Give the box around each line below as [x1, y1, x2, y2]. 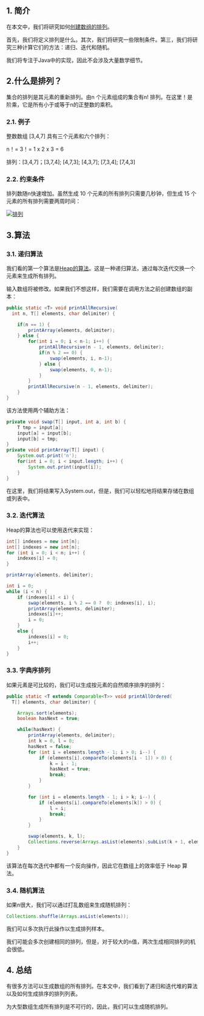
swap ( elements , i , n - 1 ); [49, 355, 113, 362]
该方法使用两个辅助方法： [6, 407, 70, 414]
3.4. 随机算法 [6, 886, 45, 894]
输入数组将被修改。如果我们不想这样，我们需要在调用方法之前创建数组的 [6, 285, 187, 292]
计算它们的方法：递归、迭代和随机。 [22, 43, 113, 50]
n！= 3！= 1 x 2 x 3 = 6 [6, 145, 64, 153]
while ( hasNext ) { [17, 727, 61, 733]
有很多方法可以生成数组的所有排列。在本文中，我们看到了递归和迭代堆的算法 [6, 982, 198, 989]
